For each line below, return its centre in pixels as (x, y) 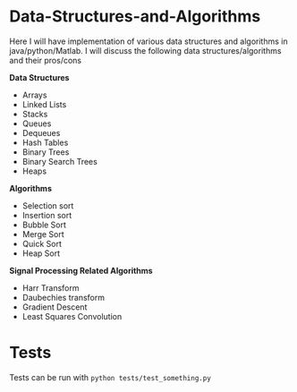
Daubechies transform (64, 297)
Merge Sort (43, 234)
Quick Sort (42, 243)
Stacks (35, 114)
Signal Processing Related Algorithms (81, 270)
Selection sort (48, 205)
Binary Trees (46, 152)
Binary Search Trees (60, 161)
